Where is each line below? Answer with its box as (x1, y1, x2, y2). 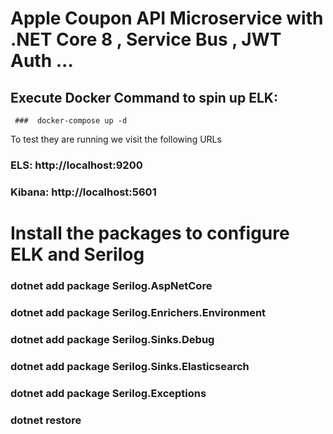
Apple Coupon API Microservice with (10, 7, 324, 30)
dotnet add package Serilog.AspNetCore (10, 278, 213, 292)
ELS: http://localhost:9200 (10, 158, 143, 172)
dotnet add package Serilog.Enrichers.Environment (10, 305, 267, 319)
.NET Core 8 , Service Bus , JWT (10, 28, 282, 51)
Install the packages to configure (10, 222, 290, 245)
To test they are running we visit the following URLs (10, 133, 222, 145)
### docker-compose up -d (14, 116, 128, 126)
